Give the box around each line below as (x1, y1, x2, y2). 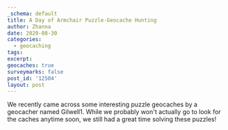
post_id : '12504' (7, 74, 58, 82)
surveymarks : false (7, 68, 64, 75)
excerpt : (7, 56, 33, 63)
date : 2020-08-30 (7, 29, 58, 37)
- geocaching (13, 42, 51, 49)
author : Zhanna (7, 23, 51, 30)
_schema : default (7, 10, 58, 17)
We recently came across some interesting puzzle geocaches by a (7, 100, 198, 108)
